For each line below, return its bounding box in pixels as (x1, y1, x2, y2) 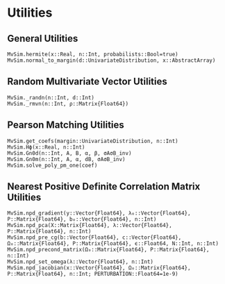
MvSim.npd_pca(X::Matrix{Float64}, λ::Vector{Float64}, (7, 222, 172, 229)
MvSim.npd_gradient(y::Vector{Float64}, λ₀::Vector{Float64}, (7, 210, 191, 217)
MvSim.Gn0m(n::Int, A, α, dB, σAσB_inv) (7, 156, 126, 162)
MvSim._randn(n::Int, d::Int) (7, 94, 95, 101)
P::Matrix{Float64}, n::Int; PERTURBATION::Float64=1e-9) (7, 271, 178, 278)
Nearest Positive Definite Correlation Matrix (7, 181, 201, 192)
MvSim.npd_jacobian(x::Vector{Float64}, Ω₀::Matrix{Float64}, (7, 265, 191, 272)
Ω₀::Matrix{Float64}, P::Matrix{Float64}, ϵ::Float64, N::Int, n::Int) (7, 240, 219, 247)
